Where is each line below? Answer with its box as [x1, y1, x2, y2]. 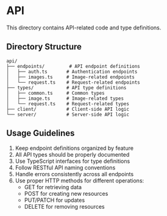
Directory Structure [6, 42, 82, 52]
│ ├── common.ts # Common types [6, 90, 105, 96]
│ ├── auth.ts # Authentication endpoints [6, 69, 138, 75]
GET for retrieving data [24, 183, 82, 190]
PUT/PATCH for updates [24, 196, 85, 204]
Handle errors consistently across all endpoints [15, 170, 134, 177]
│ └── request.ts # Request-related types [6, 100, 130, 107]
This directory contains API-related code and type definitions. [6, 24, 162, 31]
